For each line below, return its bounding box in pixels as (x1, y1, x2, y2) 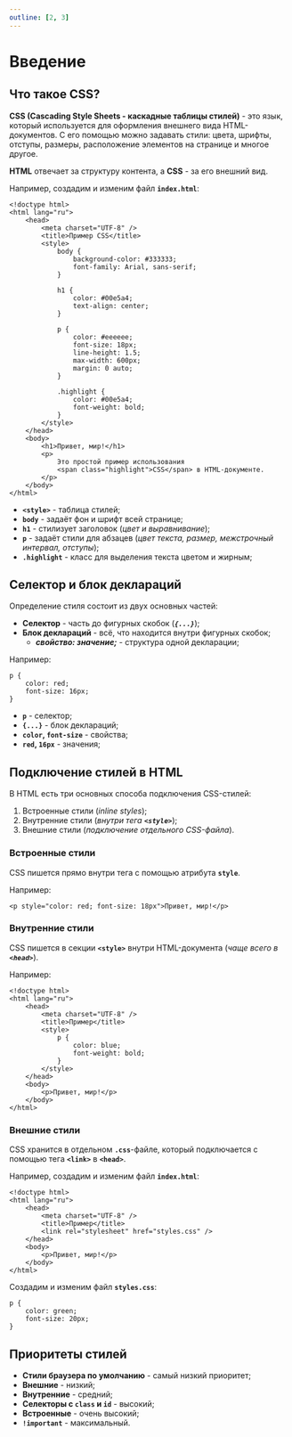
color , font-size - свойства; (21, 730, 129, 740)
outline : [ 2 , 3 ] (9, 12, 69, 22)
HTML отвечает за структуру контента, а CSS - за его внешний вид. (9, 166, 269, 176)
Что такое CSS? (9, 86, 101, 102)
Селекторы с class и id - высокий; (21, 1398, 155, 1408)
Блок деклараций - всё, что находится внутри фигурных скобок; (21, 627, 272, 638)
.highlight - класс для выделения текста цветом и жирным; (21, 551, 253, 562)
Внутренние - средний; (21, 1389, 113, 1400)
